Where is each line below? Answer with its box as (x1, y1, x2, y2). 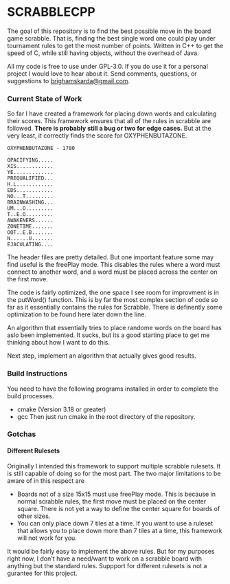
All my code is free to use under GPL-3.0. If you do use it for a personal (7, 62, 208, 70)
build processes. (7, 391, 54, 400)
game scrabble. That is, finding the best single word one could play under (7, 34, 216, 42)
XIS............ (7, 163, 54, 170)
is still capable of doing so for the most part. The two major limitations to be (7, 469, 221, 477)
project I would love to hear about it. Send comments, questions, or (7, 69, 197, 78)
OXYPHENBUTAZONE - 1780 (7, 145, 76, 152)
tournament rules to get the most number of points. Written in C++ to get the (7, 41, 224, 50)
